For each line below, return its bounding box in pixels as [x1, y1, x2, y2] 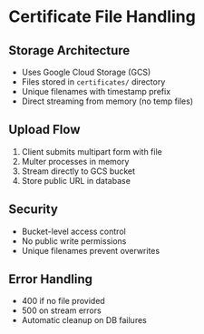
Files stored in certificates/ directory [21, 76, 166, 87]
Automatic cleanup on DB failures [21, 315, 147, 326]
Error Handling [8, 271, 92, 288]
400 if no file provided [21, 296, 105, 307]
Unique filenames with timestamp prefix [21, 86, 171, 96]
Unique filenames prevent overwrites [21, 245, 160, 256]
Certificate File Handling [8, 6, 196, 27]
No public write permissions [21, 235, 127, 247]
